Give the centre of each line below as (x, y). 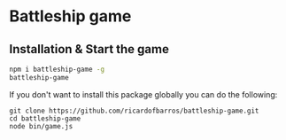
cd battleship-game (45, 118)
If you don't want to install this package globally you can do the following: (143, 94)
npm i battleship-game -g (57, 69)
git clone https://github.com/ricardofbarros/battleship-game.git (134, 111)
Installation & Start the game (89, 49)
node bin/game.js (41, 126)
